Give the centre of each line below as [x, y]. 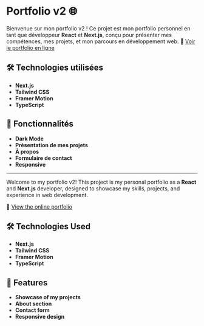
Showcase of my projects [48, 297]
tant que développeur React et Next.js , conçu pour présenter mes [89, 35]
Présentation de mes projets [51, 145]
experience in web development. [47, 195]
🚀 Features [27, 283]
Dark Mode [29, 139]
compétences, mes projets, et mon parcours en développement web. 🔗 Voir [101, 41]
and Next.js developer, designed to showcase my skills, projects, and [93, 188]
